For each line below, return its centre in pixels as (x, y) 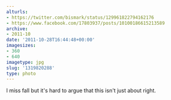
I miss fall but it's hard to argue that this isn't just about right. (81, 90)
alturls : (17, 12)
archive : (17, 29)
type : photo (21, 73)
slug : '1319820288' (31, 68)
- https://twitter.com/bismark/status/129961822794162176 (80, 17)
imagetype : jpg (25, 62)
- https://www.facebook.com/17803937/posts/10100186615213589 (85, 23)
